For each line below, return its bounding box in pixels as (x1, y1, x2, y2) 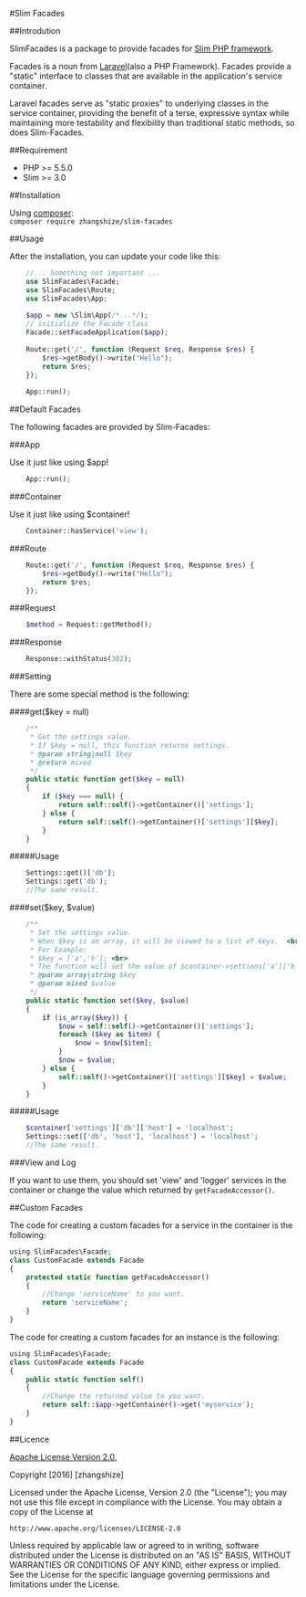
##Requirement (9, 145, 68, 155)
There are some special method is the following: (9, 688, 190, 699)
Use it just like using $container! (9, 509, 130, 520)
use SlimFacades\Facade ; (25, 277, 120, 286)
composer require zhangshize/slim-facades (9, 217, 173, 226)
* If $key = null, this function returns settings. (29, 741, 230, 750)
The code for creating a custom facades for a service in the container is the (9, 1220, 293, 1231)
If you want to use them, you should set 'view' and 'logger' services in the (9, 1175, 287, 1185)
